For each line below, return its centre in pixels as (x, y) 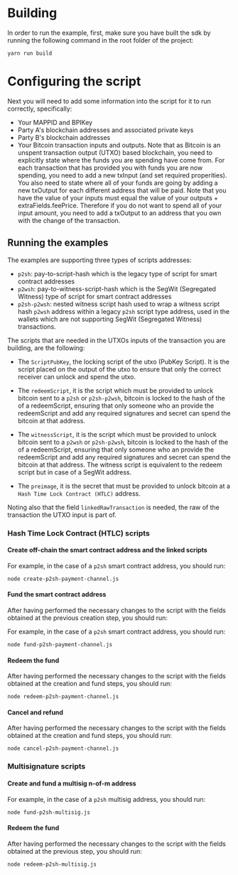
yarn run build (30, 53)
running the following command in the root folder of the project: (101, 40)
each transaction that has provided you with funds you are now (110, 168)
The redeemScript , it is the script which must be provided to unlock (115, 390)
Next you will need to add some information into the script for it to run (109, 101)
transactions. (37, 326)
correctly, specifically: (40, 109)
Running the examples (58, 243)
